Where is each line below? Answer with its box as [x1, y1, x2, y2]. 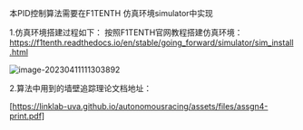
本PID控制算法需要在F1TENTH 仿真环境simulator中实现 [9, 8, 213, 18]
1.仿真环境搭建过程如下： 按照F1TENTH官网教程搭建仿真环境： [9, 27, 243, 38]
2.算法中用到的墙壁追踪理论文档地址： [9, 83, 152, 93]
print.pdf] [9, 111, 45, 121]
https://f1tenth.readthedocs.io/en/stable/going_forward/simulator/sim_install [9, 37, 294, 48]
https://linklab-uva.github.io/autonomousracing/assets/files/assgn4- [12, 101, 269, 111]
